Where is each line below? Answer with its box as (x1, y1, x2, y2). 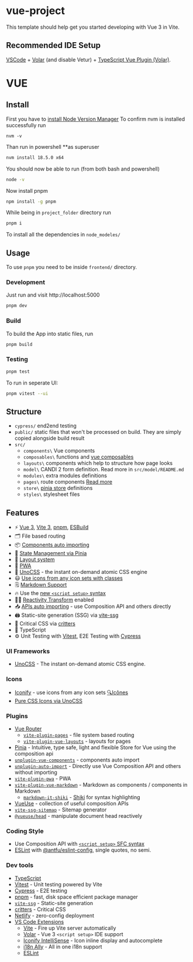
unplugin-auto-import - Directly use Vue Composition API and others (14, 762, 181, 769)
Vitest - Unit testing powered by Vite (14, 881, 102, 888)
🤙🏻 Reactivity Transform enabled (14, 596, 94, 603)
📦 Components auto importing (14, 541, 89, 549)
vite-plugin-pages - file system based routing (23, 731, 135, 738)
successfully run (6, 121, 46, 128)
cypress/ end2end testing (14, 422, 77, 429)
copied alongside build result (14, 435, 85, 442)
